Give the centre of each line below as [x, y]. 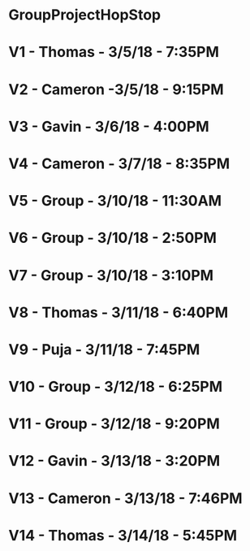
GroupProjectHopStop [84, 15]
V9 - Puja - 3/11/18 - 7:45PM [104, 349]
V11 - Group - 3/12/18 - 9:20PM [114, 424]
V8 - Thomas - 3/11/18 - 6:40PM [119, 312]
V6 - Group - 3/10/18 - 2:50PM [113, 238]
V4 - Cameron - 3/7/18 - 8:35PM [119, 163]
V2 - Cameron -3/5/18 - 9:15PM [116, 89]
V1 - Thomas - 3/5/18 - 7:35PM [114, 52]
